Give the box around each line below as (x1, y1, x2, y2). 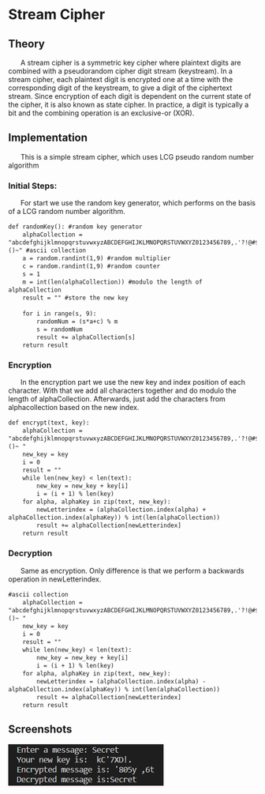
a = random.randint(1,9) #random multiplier (22, 254, 171, 262)
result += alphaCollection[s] (36, 333, 136, 341)
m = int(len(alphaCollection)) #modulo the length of (22, 278, 203, 286)
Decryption (8, 548, 53, 559)
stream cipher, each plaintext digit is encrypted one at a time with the (8, 75, 233, 84)
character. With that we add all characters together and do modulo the (8, 386, 237, 396)
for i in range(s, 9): (22, 310, 97, 318)
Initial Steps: (8, 180, 58, 191)
